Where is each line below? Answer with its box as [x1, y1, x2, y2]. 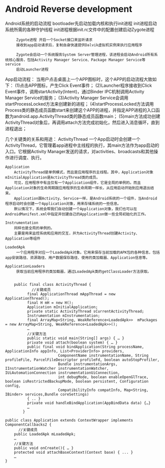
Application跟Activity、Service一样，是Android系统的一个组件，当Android [14, 196, 158, 201]
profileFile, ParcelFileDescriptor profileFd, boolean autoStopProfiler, [5, 357, 160, 362]
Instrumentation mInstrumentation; [27, 313, 100, 318]
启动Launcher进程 [16, 67, 49, 72]
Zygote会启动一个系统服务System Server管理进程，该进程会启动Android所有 [16, 52, 154, 57]
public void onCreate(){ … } [14, 445, 74, 450]
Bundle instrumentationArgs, [58, 361, 118, 366]
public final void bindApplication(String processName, [27, 344, 144, 349]
